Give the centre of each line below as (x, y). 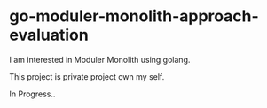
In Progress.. (32, 94)
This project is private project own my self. (87, 76)
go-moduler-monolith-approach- (134, 16)
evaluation (49, 35)
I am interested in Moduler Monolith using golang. (100, 59)
